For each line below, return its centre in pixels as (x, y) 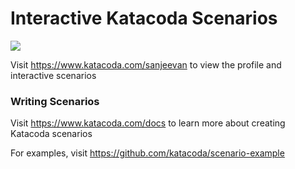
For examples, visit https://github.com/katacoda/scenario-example (147, 153)
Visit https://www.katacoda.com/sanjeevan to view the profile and (146, 64)
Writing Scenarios (55, 101)
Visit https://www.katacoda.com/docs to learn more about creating (148, 123)
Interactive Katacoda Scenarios (144, 18)
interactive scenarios (53, 75)
